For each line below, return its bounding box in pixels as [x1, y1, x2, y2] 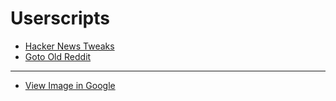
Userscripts [10, 7, 110, 30]
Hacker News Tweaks [24, 40, 115, 52]
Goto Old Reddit [24, 50, 92, 62]
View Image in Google [24, 79, 116, 91]
